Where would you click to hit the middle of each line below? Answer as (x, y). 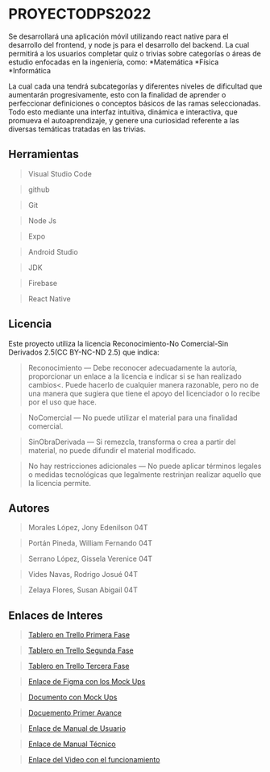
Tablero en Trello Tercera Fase (79, 666)
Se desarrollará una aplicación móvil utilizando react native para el (118, 36)
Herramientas (44, 154)
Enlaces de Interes (56, 615)
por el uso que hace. (62, 402)
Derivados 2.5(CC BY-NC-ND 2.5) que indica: (84, 352)
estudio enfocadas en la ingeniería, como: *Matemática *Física (114, 62)
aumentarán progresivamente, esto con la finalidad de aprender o (117, 94)
